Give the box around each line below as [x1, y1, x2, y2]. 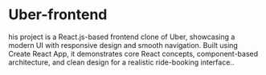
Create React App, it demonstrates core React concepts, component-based [8, 49, 259, 58]
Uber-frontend [8, 6, 108, 24]
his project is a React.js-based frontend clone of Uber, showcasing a [8, 32, 235, 41]
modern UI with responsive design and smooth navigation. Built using [8, 40, 239, 49]
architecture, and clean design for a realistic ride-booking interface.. [8, 57, 235, 67]
